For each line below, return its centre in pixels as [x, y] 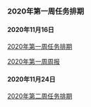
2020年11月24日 [31, 79]
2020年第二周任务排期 [40, 96]
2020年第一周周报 [34, 62]
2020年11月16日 [31, 29]
